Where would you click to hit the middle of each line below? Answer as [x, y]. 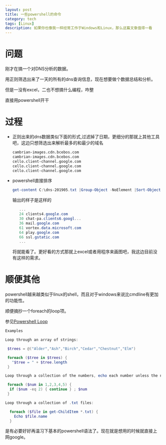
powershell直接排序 [32, 180]
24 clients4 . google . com [43, 214]
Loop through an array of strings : [42, 340]
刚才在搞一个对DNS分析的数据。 [38, 69]
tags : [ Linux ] [20, 23]
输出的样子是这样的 [32, 200]
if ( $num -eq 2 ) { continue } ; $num [48, 389]
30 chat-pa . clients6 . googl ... [50, 219]
